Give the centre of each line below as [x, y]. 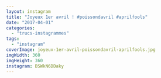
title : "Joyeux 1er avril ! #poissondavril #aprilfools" [77, 17]
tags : [13, 39]
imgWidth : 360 [23, 55]
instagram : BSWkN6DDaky [35, 66]
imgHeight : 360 [25, 60]
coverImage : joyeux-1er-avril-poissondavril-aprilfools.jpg [81, 50]
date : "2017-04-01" [30, 22]
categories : [20, 28]
